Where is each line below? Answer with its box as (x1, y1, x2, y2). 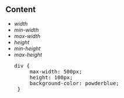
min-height (13, 45, 41, 52)
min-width (13, 26, 39, 33)
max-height (13, 51, 42, 58)
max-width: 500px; (29, 68, 82, 75)
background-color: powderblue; (29, 80, 119, 86)
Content (5, 5, 36, 15)
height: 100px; (29, 74, 73, 80)
